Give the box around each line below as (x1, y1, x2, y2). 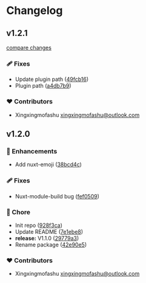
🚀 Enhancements (6, 147, 58, 155)
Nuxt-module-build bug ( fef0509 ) (15, 192, 100, 200)
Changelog (6, 4, 63, 18)
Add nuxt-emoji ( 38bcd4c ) (15, 161, 82, 168)
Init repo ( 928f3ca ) (15, 222, 62, 229)
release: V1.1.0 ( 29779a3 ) (15, 234, 79, 242)
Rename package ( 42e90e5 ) (15, 241, 87, 248)
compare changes (6, 44, 51, 51)
